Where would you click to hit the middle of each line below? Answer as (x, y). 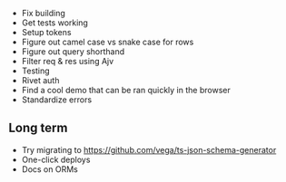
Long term (38, 128)
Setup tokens (46, 32)
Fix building (43, 13)
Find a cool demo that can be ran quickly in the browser (126, 90)
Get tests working (54, 23)
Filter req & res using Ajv (68, 61)
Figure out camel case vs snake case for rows (108, 42)
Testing (36, 71)
